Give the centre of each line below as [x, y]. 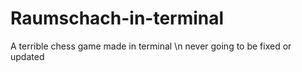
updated [27, 56]
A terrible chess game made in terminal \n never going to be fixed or [151, 46]
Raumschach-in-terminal [117, 18]
